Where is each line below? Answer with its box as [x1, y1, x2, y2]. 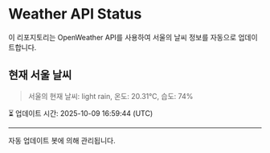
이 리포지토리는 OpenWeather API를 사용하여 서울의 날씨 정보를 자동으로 [8, 32, 237, 42]
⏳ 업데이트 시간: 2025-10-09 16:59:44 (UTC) [8, 108, 153, 118]
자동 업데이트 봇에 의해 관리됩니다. [8, 135, 116, 145]
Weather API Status [8, 5, 142, 23]
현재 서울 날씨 [8, 68, 72, 82]
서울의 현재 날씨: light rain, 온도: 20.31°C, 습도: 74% [27, 91, 194, 101]
